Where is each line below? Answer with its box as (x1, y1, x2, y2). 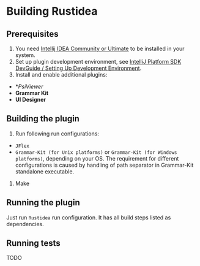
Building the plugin (6, 113, 80, 124)
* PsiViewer (15, 83, 43, 90)
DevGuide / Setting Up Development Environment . (15, 64, 142, 72)
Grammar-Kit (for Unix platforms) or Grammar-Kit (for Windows (15, 148, 177, 156)
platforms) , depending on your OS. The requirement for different (15, 154, 179, 162)
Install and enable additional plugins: (15, 71, 108, 78)
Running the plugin (6, 197, 81, 208)
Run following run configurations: (15, 130, 100, 137)
